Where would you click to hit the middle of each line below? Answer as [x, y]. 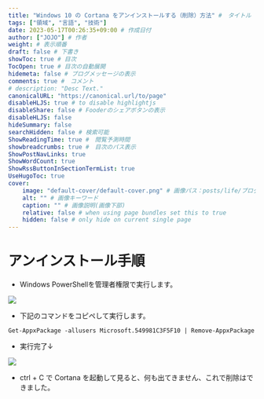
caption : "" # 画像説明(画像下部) [74, 205]
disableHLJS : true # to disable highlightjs [82, 103]
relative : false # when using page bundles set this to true [124, 213]
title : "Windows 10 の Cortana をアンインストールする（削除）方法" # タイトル [130, 15]
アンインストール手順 [77, 261]
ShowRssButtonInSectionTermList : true [71, 169]
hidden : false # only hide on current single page [107, 220]
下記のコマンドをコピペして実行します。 [84, 316]
